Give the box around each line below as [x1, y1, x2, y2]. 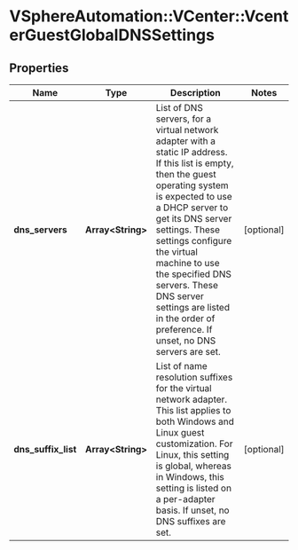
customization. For [155, 437, 233, 450]
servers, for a [155, 113, 212, 125]
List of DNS [155, 102, 204, 114]
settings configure [155, 235, 232, 247]
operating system [155, 179, 229, 192]
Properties [9, 60, 69, 75]
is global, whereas [155, 460, 232, 472]
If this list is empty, [155, 157, 234, 169]
